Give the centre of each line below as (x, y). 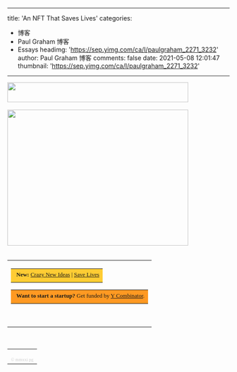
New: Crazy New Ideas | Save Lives (58, 275)
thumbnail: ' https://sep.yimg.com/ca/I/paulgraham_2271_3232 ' (108, 66)
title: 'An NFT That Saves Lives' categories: (70, 18)
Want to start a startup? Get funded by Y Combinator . (81, 296)
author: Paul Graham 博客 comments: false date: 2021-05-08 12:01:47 (119, 58)
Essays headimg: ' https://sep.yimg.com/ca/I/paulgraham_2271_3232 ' (118, 49)
